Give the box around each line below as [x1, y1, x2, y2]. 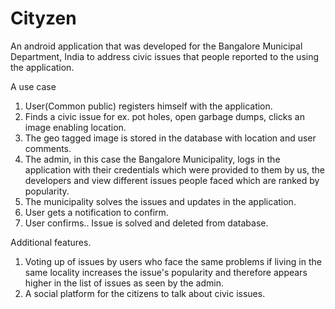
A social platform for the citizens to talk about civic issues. [24, 287, 266, 299]
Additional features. [10, 236, 92, 248]
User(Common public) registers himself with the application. [24, 100, 273, 112]
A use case [10, 80, 57, 92]
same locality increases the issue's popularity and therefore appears [24, 266, 308, 278]
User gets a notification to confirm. [24, 206, 169, 218]
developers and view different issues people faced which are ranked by [24, 174, 320, 186]
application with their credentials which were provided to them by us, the [24, 163, 326, 176]
